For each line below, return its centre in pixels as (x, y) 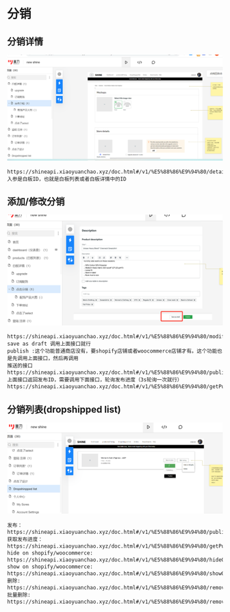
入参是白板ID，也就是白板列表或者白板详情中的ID (67, 179)
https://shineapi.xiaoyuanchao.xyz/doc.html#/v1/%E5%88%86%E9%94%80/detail (117, 172)
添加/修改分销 (36, 202)
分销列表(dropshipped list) (64, 409)
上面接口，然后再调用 (53, 359)
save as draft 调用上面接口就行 (49, 344)
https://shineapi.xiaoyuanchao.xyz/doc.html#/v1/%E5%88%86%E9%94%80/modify (117, 337)
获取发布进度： (25, 539)
